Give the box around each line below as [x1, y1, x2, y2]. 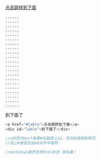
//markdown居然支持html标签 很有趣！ [5, 149, 77, 154]
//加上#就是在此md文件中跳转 [5, 140, 58, 145]
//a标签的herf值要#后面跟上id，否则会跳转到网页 [5, 135, 96, 141]
